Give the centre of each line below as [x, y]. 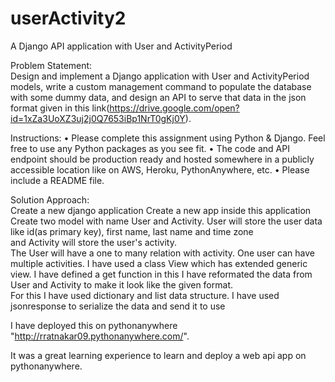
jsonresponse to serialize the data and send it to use [118, 306]
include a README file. [57, 180]
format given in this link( [60, 108]
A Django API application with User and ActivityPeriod [121, 46]
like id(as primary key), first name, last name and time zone [132, 231]
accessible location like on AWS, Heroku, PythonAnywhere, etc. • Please [160, 169]
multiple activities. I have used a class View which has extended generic [159, 263]
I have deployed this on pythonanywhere [94, 325]
